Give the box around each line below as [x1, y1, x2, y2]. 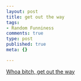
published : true [6, 42, 46, 48]
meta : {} [6, 47, 28, 53]
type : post [6, 36, 33, 42]
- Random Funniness [6, 25, 54, 31]
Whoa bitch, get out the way [6, 68, 75, 75]
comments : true [6, 31, 44, 36]
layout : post [6, 8, 38, 15]
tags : [6, 19, 20, 25]
